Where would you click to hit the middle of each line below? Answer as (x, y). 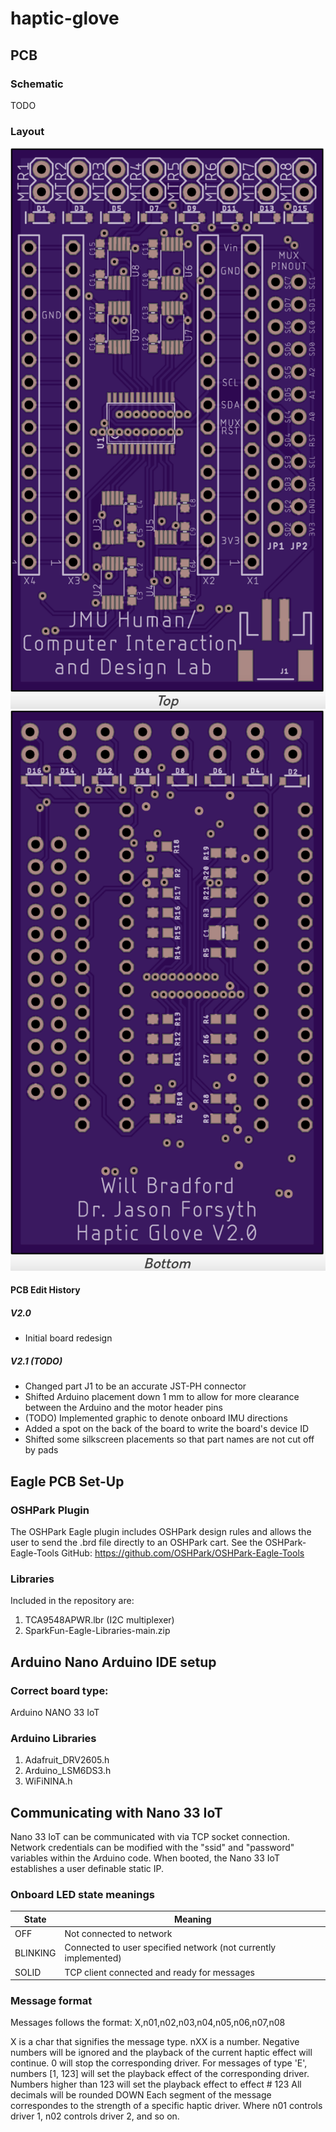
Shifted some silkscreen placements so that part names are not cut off (169, 1439)
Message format (51, 2000)
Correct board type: (59, 1690)
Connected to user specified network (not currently (170, 1948)
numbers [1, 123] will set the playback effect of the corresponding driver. (160, 2074)
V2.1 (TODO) (36, 1361)
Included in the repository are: (72, 1601)
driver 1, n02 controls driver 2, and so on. (95, 2116)
